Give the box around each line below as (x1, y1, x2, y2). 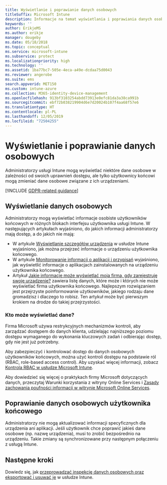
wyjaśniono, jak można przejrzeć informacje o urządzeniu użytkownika (12, 246, 158, 252)
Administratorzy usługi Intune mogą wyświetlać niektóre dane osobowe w (5, 167, 157, 173)
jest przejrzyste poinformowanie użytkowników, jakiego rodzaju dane (12, 288, 154, 294)
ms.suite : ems (5, 77, 35, 82)
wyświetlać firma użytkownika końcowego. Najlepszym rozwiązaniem (12, 283, 156, 289)
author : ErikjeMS (5, 26, 41, 31)
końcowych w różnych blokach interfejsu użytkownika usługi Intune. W (5, 221, 151, 227)
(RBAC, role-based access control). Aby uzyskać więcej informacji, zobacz (5, 359, 159, 365)
